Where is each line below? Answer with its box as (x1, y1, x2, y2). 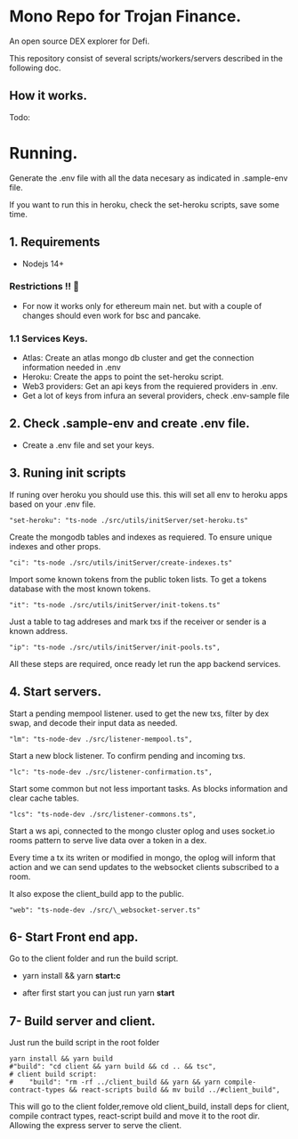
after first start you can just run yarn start (21, 988, 175, 998)
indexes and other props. (9, 541, 101, 551)
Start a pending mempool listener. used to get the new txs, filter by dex (9, 708, 270, 719)
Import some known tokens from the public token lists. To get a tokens (9, 574, 267, 584)
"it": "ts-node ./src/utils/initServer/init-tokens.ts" (9, 600, 221, 609)
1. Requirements (9, 234, 101, 250)
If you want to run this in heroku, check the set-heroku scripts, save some (9, 199, 280, 210)
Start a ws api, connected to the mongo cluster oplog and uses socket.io (9, 826, 276, 836)
